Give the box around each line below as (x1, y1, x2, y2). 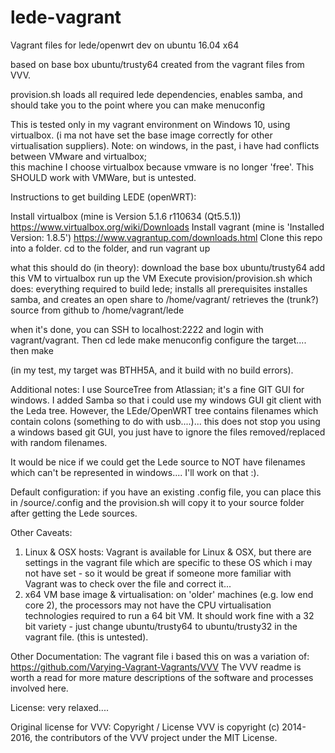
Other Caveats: (10, 526, 73, 538)
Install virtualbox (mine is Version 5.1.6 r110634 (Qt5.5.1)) (10, 210, 242, 222)
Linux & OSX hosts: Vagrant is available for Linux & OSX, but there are (24, 546, 312, 558)
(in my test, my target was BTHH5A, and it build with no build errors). (10, 364, 294, 376)
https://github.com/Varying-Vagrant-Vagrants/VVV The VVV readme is (10, 661, 302, 673)
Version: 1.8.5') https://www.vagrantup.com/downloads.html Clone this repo (10, 231, 323, 243)
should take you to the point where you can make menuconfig (10, 99, 266, 111)
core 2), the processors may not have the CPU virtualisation (24, 599, 272, 611)
